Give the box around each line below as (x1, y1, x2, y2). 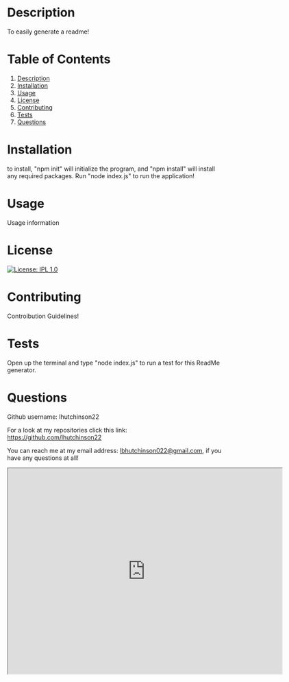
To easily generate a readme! (7, 27, 90, 36)
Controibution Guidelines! (7, 312, 79, 320)
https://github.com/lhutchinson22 (7, 433, 102, 441)
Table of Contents (7, 51, 111, 67)
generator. (7, 365, 36, 374)
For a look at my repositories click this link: (7, 426, 127, 434)
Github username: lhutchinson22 (7, 413, 99, 421)
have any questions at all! (7, 454, 79, 462)
